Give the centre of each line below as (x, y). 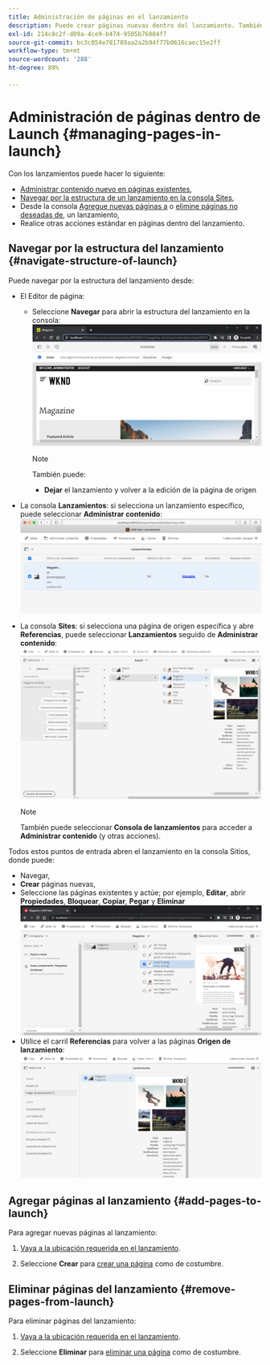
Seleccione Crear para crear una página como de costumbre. (122, 1264)
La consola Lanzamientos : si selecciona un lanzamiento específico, (132, 505)
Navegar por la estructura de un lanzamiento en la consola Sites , (127, 198)
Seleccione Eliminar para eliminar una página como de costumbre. (130, 1352)
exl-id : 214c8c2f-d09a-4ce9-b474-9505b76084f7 (88, 34)
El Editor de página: (52, 296)
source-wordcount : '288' (50, 59)
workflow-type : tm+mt (45, 51)
